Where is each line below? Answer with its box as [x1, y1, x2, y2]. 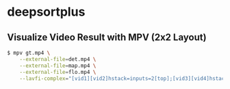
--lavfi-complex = [19, 75, 69, 82]
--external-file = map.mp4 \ [19, 62, 97, 69]
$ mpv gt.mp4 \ [7, 49, 51, 56]
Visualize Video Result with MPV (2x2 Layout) [7, 31, 207, 43]
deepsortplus [7, 4, 86, 20]
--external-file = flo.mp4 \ [19, 68, 97, 75]
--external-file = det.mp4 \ [19, 55, 97, 62]
